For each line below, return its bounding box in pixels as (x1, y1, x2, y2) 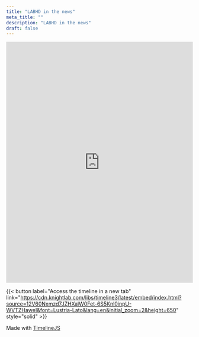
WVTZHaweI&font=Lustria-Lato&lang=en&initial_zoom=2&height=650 (6, 307, 176, 314)
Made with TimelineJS (6, 325, 60, 332)
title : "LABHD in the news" (6, 8, 76, 15)
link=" (6, 294, 21, 301)
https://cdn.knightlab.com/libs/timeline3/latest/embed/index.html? (20, 294, 182, 301)
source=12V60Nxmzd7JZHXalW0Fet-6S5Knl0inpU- (6, 300, 132, 307)
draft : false (6, 25, 38, 31)
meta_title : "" (6, 14, 44, 20)
